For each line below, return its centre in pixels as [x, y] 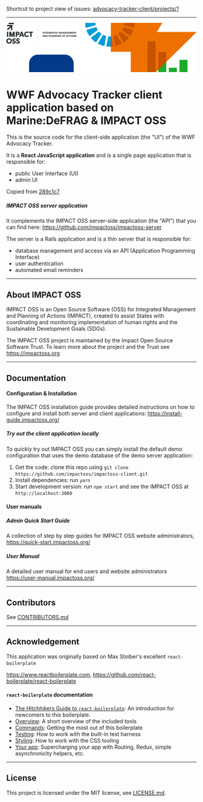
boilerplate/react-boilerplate [41, 681]
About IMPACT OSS [44, 295]
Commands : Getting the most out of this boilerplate [79, 728]
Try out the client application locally [53, 434]
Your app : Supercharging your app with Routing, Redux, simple [93, 747]
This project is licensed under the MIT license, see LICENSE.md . [86, 792]
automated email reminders [49, 270]
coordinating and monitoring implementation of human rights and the [92, 322]
